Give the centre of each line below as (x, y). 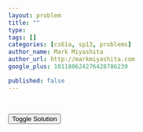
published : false (37, 81)
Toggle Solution (35, 119)
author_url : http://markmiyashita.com (71, 60)
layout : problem (35, 15)
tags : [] (22, 37)
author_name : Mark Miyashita (56, 52)
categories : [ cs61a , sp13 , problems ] (70, 45)
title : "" (24, 23)
